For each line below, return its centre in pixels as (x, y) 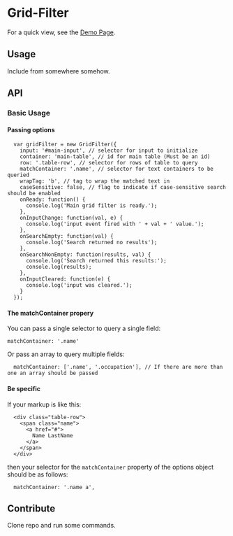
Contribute (31, 509)
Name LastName (53, 435)
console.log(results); (59, 267)
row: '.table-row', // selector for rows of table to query (109, 163)
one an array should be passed (53, 373)
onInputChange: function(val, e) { (72, 218)
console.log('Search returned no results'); (91, 243)
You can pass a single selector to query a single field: (84, 329)
